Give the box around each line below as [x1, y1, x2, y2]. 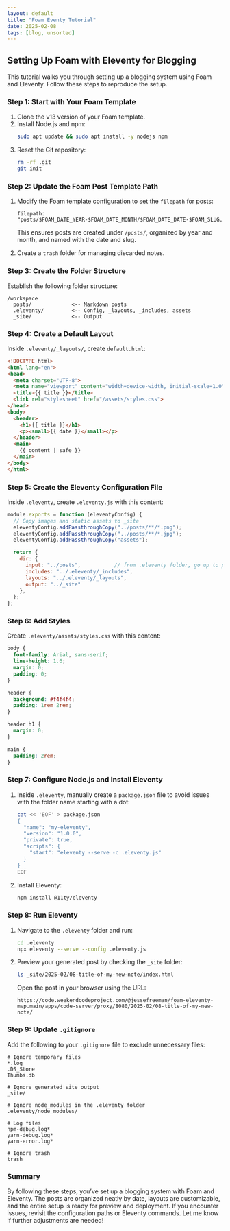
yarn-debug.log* [7, 1132, 53, 1138]
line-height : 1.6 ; [13, 658, 66, 665]
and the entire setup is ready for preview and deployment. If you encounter [7, 1202, 219, 1210]
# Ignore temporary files [7, 1053, 81, 1060]
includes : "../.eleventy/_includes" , [25, 568, 133, 575]
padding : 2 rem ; [13, 752, 57, 759]
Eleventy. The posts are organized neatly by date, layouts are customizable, [7, 1194, 220, 1202]
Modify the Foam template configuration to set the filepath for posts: [16, 197, 214, 206]
